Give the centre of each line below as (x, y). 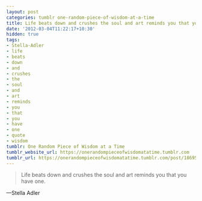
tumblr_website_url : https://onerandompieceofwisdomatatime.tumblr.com (98, 152)
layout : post (23, 12)
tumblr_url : (21, 158)
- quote (16, 136)
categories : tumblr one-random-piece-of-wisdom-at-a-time (80, 18)
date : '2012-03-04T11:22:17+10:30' (51, 29)
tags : (13, 40)
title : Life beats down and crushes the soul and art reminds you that (98, 23)
